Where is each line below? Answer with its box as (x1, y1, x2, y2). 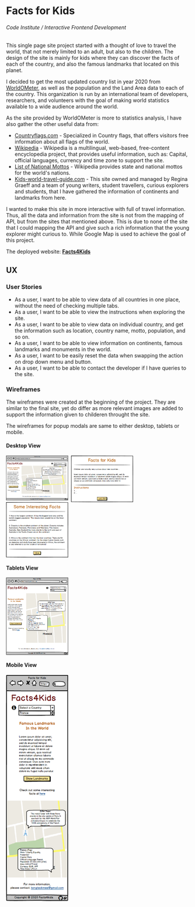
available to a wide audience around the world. (6, 103, 119, 110)
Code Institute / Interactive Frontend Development (6, 23, 127, 30)
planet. (6, 67, 23, 74)
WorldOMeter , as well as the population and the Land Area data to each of (6, 84, 184, 91)
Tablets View (6, 564, 39, 571)
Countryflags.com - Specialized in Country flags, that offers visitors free (14, 132, 189, 139)
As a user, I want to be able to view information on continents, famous (14, 340, 183, 347)
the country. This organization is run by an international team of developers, (6, 91, 189, 98)
